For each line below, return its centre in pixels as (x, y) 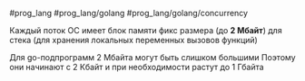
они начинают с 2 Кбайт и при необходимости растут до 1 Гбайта (137, 67)
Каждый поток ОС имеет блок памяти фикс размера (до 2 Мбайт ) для (146, 30)
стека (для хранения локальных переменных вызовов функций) (134, 40)
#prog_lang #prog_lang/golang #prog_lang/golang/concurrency (128, 13)
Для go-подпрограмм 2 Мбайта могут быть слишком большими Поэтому (152, 57)
